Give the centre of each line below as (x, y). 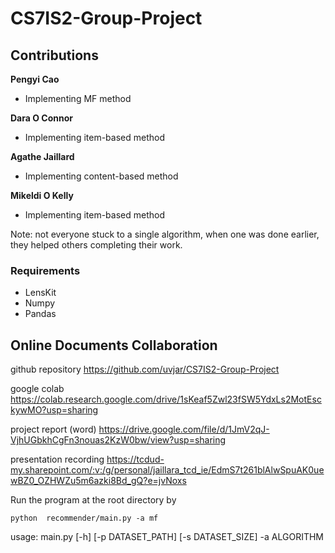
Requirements (45, 270)
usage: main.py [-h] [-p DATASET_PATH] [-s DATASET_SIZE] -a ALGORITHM (167, 537)
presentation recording (57, 459)
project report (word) (53, 429)
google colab (37, 389)
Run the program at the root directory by (93, 500)
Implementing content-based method (101, 176)
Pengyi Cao (35, 79)
